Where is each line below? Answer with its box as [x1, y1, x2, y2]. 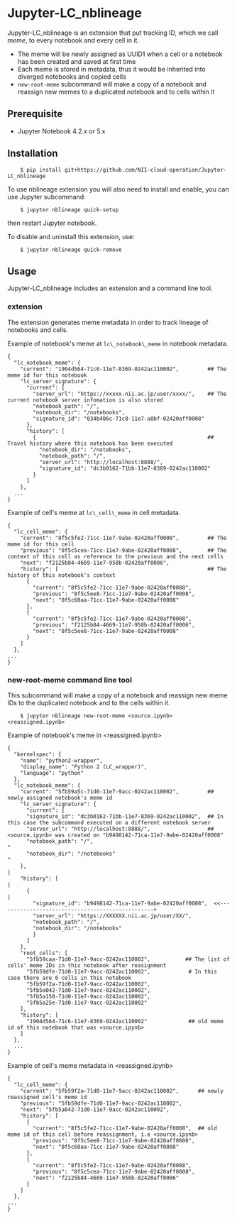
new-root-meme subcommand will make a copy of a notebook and [17, 79, 207, 88]
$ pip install [20, 166, 62, 173]
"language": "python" [20, 769, 84, 776]
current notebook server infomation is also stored [7, 396, 163, 404]
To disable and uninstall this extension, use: [7, 232, 135, 241]
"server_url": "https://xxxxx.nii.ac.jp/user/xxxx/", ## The [33, 390, 227, 397]
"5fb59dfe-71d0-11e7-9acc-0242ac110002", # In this [26, 968, 218, 975]
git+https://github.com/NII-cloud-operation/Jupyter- [64, 166, 227, 173]
